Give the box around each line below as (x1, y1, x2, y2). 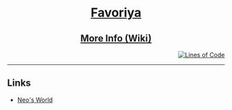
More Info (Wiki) (80, 33, 152, 44)
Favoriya (90, 5, 142, 21)
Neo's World (17, 95, 53, 104)
